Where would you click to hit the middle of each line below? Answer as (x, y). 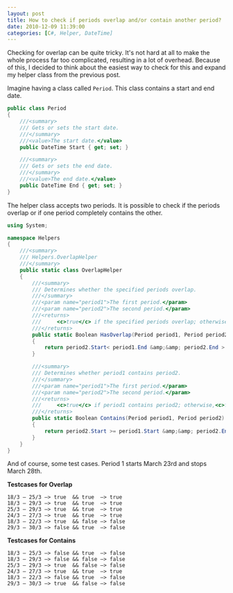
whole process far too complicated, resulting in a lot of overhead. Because (114, 60)
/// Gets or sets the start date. (69, 128)
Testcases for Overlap (40, 485)
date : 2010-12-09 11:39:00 (46, 26)
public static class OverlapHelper (71, 270)
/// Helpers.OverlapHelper (59, 258)
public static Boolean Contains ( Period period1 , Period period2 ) (129, 418)
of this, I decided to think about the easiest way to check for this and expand (116, 67)
